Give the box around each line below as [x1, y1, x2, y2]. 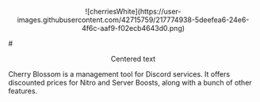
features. [8, 86, 38, 96]
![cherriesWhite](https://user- [85, 7, 182, 16]
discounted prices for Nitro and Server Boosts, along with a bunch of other [8, 78, 252, 87]
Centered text [110, 55, 156, 63]
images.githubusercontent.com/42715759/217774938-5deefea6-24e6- [17, 15, 250, 25]
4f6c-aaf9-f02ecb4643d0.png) [82, 24, 185, 32]
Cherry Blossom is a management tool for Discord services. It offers [8, 70, 231, 78]
